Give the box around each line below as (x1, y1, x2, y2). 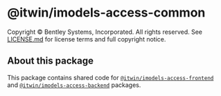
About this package (7, 55, 94, 67)
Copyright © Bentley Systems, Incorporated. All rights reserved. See (7, 28, 203, 36)
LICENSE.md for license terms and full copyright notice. (7, 35, 166, 43)
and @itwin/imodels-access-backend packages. (7, 81, 141, 89)
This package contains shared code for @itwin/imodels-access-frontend (7, 73, 214, 81)
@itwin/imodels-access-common (7, 5, 206, 21)
